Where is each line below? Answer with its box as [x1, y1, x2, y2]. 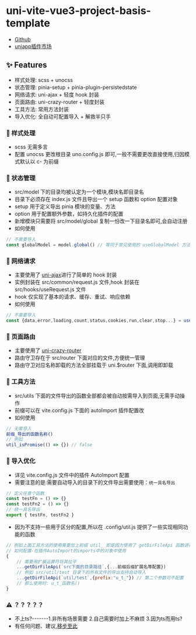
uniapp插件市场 [14, 43, 52, 50]
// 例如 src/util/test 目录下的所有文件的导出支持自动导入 [16, 570, 146, 575]
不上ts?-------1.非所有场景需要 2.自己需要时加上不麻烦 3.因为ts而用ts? [14, 615, 183, 622]
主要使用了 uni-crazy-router [14, 347, 82, 354]
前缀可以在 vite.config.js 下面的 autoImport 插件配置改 [14, 406, 145, 413]
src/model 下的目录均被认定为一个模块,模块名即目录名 [14, 188, 145, 195]
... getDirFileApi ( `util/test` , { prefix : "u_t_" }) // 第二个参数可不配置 [16, 575, 184, 581]
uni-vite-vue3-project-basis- [6, 4, 152, 18]
